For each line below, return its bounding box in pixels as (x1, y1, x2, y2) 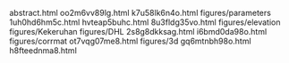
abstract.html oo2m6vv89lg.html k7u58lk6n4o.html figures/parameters (9, 8, 271, 18)
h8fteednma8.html (9, 45, 78, 56)
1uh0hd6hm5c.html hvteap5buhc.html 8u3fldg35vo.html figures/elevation (9, 17, 281, 28)
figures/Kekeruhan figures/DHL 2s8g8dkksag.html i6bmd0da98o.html (9, 27, 268, 36)
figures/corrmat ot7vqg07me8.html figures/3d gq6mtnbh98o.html (9, 35, 252, 46)
